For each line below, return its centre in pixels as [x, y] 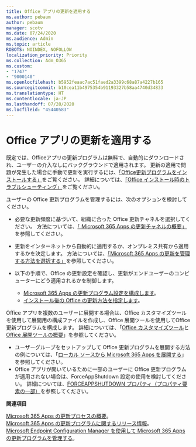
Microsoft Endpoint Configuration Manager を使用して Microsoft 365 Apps [96, 431]
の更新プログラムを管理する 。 [42, 438]
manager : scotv [25, 28]
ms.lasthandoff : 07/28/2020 [40, 104]
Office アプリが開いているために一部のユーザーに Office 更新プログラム [100, 369]
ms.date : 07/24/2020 [31, 33]
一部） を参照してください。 [58, 391]
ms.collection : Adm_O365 [36, 60]
